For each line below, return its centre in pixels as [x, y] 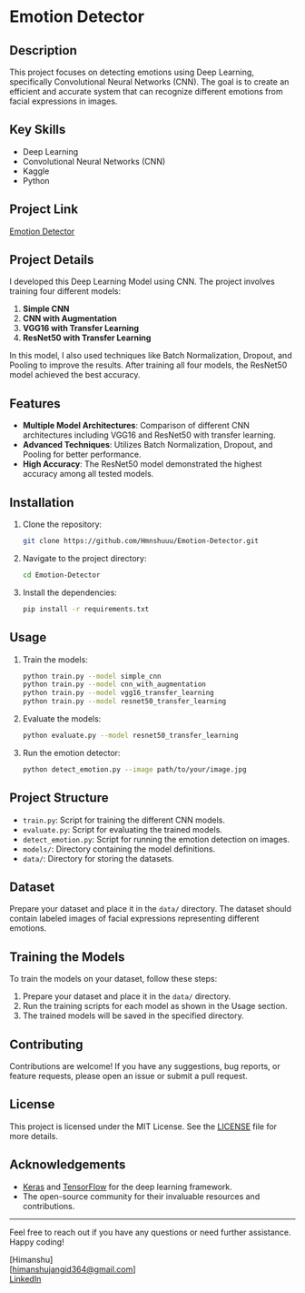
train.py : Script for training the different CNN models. [123, 820]
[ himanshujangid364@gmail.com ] [73, 1269]
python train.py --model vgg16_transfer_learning [118, 693]
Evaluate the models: [62, 719]
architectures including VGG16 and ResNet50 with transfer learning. [149, 435]
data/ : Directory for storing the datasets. [98, 858]
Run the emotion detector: [71, 753]
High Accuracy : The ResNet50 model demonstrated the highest [142, 464]
